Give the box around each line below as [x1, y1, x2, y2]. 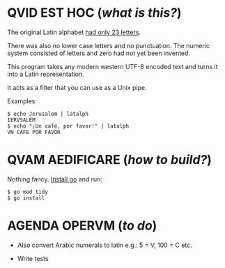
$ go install [7, 194, 45, 202]
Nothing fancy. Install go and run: [7, 174, 103, 183]
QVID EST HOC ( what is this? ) [7, 5, 183, 21]
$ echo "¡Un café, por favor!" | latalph [7, 122, 130, 130]
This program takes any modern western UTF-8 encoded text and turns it [7, 62, 218, 70]
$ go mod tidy [7, 188, 49, 195]
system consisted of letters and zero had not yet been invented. [7, 49, 190, 57]
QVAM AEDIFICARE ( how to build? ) [7, 152, 212, 168]
